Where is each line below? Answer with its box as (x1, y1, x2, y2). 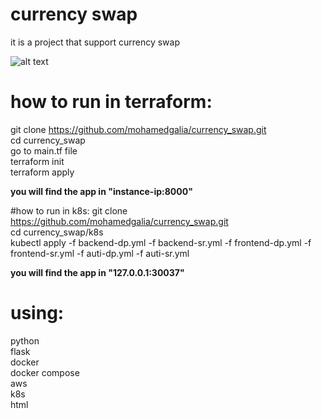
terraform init (10, 155, 65, 167)
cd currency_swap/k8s (10, 226, 104, 238)
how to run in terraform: (10, 91, 213, 113)
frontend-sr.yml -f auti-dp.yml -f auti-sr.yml (10, 247, 190, 259)
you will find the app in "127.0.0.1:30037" (10, 266, 185, 278)
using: (10, 302, 65, 325)
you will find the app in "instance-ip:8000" (10, 185, 193, 197)
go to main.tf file (10, 144, 78, 157)
